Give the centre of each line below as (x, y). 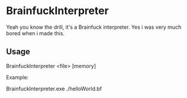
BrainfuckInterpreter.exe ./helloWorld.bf (54, 89)
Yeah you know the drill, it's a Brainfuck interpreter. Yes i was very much (94, 27)
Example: (17, 77)
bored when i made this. (35, 33)
